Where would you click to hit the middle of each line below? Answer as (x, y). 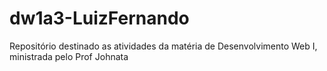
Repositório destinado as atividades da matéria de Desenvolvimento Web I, (163, 46)
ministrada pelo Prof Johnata (69, 56)
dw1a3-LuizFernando (99, 18)
